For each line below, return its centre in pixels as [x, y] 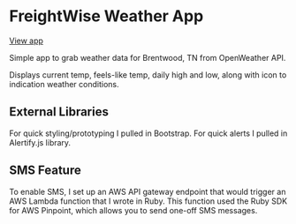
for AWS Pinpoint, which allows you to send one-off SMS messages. [133, 210]
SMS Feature [45, 171]
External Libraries [59, 112]
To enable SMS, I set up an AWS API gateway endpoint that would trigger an [148, 191]
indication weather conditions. [64, 84]
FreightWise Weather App [106, 16]
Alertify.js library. [40, 142]
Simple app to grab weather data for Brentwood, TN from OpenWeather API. [148, 57]
